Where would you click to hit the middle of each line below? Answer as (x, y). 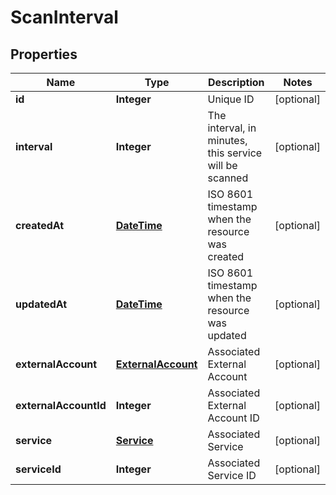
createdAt (40, 225)
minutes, (227, 140)
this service (235, 153)
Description (236, 82)
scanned (228, 178)
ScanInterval (64, 17)
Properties (44, 54)
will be (222, 165)
